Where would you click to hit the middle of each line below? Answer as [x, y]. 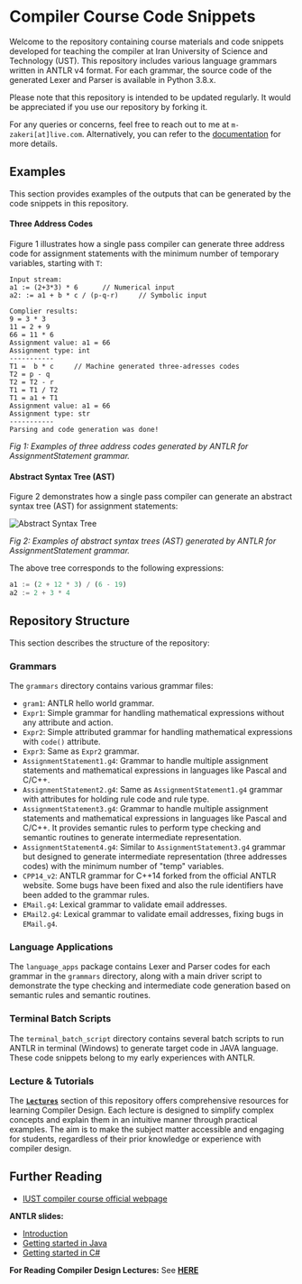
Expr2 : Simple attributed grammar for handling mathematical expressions [157, 732]
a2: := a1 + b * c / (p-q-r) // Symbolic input [108, 295]
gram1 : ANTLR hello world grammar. [88, 703]
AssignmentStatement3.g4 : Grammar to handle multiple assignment [145, 809]
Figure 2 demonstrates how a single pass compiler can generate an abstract [151, 497]
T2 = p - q [30, 374]
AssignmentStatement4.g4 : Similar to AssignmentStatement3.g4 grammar [154, 847]
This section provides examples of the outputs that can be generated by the [150, 193]
